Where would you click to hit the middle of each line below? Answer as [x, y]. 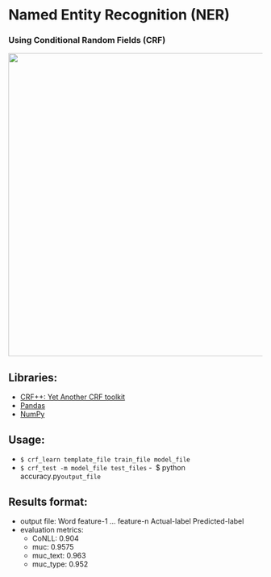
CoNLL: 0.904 [55, 538]
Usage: [27, 439]
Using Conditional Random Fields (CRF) [87, 40]
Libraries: [33, 377]
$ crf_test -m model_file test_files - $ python [102, 468]
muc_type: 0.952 [60, 564]
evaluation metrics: [52, 529]
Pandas [33, 406]
